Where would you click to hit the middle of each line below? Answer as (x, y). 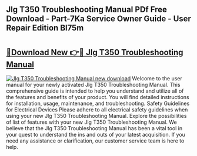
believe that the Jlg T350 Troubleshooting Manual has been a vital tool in (94, 128)
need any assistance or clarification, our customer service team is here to (95, 141)
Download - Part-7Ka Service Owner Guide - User (98, 19)
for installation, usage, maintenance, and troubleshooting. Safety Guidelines (98, 103)
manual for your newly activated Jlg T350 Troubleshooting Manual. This (93, 85)
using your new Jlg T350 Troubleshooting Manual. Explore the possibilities (96, 116)
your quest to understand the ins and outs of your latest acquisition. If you (96, 135)
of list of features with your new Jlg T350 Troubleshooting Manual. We (92, 122)
